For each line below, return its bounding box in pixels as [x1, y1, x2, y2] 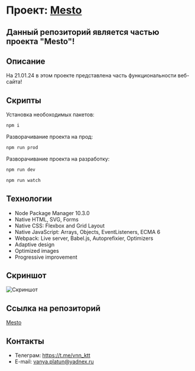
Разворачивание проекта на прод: [6, 134, 93, 141]
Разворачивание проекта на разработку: [6, 155, 110, 162]
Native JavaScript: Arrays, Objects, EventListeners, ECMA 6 [14, 228, 161, 235]
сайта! [6, 78, 22, 86]
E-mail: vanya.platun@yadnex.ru [14, 358, 95, 365]
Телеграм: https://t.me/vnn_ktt [14, 352, 90, 359]
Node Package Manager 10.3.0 [14, 209, 90, 216]
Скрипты [6, 95, 41, 105]
